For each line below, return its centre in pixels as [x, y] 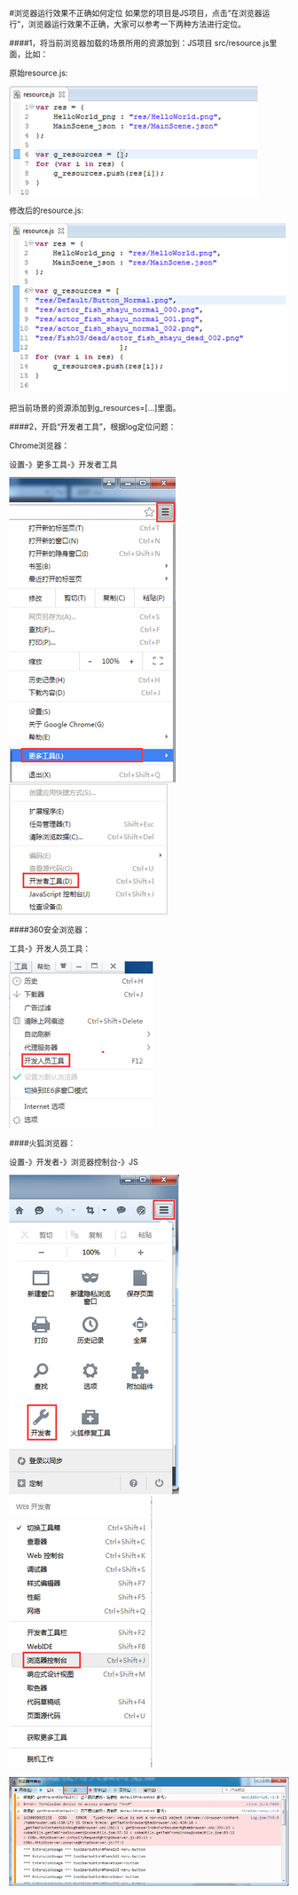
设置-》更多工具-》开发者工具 [63, 464]
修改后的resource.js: [47, 210]
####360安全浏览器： [50, 929]
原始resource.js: [39, 73]
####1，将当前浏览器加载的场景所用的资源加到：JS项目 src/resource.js [139, 43]
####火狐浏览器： [43, 1143]
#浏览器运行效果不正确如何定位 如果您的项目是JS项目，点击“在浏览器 [136, 13]
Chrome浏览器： [39, 445]
